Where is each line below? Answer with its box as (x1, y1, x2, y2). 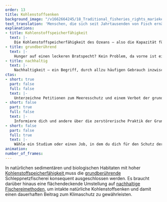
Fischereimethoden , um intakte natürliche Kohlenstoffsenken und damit (5, 186, 152, 192)
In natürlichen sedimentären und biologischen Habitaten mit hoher (5, 165, 141, 171)
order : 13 (5, 7, 26, 12)
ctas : (5, 72, 16, 77)
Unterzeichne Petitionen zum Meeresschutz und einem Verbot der (14, 95, 150, 100)
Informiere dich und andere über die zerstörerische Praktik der (14, 118, 153, 124)
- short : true (5, 77, 35, 82)
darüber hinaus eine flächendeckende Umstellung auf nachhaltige (5, 181, 141, 187)
